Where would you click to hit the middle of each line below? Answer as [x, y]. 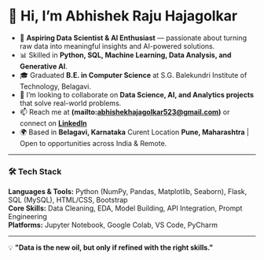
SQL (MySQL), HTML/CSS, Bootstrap [68, 200]
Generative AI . [44, 66]
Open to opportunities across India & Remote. [93, 143]
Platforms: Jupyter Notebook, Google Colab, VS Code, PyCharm [113, 225]
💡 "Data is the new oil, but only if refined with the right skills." [111, 247]
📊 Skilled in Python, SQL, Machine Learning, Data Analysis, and [125, 55]
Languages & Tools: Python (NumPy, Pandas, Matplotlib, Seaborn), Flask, [128, 192]
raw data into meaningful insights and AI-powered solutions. [117, 46]
